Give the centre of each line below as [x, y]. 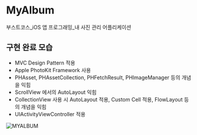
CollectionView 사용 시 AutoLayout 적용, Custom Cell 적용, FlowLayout [98, 99]
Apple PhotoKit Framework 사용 [53, 70]
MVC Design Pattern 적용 [45, 63]
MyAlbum [30, 10]
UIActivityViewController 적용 [50, 114]
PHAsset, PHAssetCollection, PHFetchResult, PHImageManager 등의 [98, 77]
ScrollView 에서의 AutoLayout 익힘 [55, 92]
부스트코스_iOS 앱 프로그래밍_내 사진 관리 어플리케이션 [69, 27]
